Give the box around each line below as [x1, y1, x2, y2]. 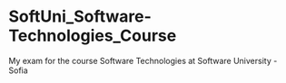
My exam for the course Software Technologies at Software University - [8, 55, 278, 66]
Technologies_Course [8, 25, 177, 46]
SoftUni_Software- [8, 6, 152, 27]
